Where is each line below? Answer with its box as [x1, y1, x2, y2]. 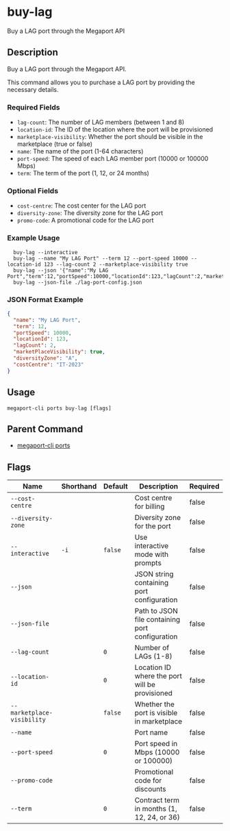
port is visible [134, 708, 178, 718]
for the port [134, 521, 171, 531]
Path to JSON [134, 606, 178, 616]
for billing [134, 501, 165, 511]
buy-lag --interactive [13, 249, 78, 256]
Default [103, 482, 128, 491]
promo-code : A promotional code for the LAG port [16, 216, 154, 225]
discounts [134, 784, 166, 794]
